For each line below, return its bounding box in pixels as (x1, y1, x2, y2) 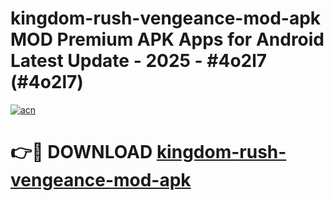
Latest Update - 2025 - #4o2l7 (10, 50, 268, 72)
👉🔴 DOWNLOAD (10, 141, 153, 164)
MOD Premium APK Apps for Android (10, 28, 325, 51)
